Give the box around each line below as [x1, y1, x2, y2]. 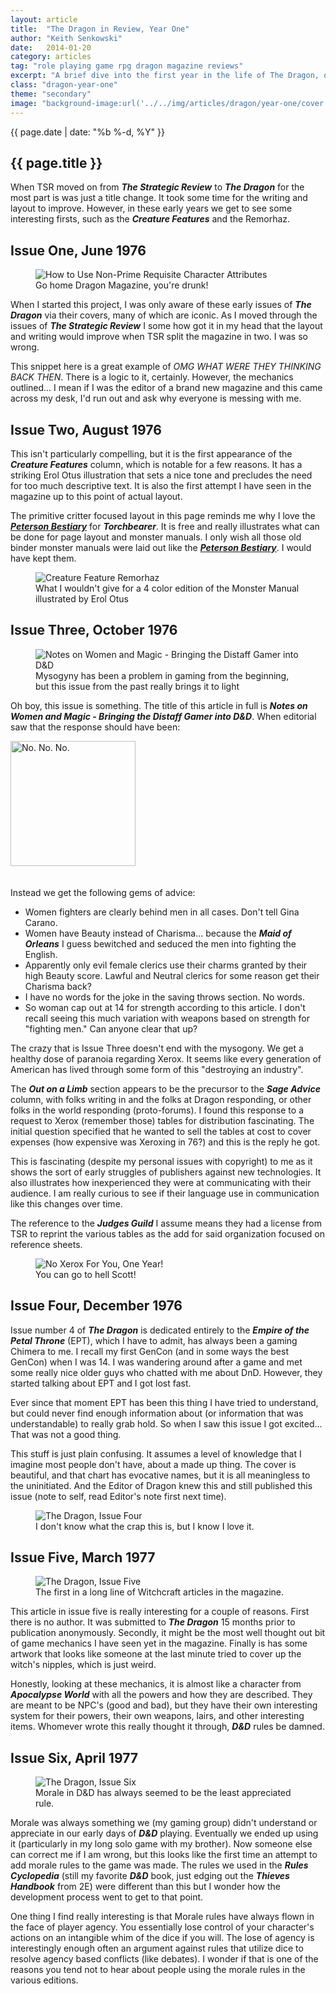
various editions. [10, 1974, 79, 1986]
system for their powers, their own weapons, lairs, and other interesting [10, 1710, 305, 1722]
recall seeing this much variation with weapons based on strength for [24, 1012, 310, 1024]
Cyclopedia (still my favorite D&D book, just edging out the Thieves [10, 1870, 290, 1882]
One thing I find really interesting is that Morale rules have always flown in [10, 1911, 315, 1923]
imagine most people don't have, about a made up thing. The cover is [10, 1458, 297, 1470]
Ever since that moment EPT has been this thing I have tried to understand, [10, 1396, 319, 1408]
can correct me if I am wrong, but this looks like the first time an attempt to [10, 1849, 318, 1861]
